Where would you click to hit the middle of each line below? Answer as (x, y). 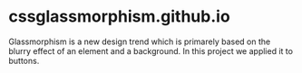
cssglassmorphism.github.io (119, 17)
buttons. (24, 60)
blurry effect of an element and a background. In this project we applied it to (151, 50)
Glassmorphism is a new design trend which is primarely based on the (140, 41)
